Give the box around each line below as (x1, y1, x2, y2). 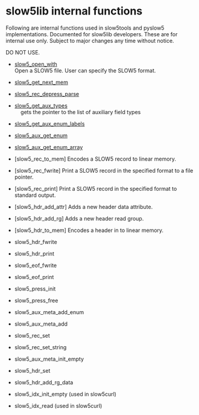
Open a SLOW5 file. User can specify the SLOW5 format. (14, 66, 156, 74)
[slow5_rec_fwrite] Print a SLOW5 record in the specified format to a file (14, 167, 194, 174)
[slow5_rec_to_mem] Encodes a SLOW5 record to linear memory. (14, 155, 176, 162)
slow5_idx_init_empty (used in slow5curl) (14, 390, 117, 397)
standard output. (14, 191, 56, 199)
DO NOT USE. (5, 48, 40, 56)
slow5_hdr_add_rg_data (14, 379, 74, 386)
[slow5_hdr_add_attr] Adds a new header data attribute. (14, 203, 153, 210)
